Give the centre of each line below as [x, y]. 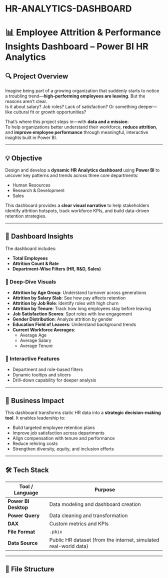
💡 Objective [24, 158]
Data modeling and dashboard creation [95, 504]
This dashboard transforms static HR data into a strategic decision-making [83, 412]
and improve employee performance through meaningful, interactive [77, 132]
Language [26, 493]
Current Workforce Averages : [44, 330]
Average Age [33, 335]
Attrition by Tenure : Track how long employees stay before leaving [82, 308]
